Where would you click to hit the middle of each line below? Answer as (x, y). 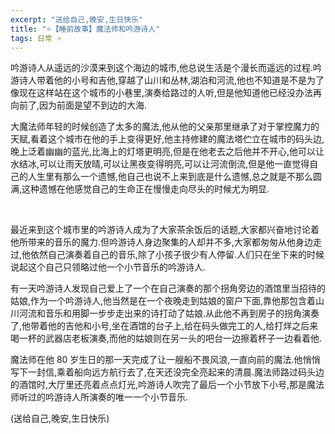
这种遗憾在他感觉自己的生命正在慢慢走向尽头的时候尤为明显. (145, 189)
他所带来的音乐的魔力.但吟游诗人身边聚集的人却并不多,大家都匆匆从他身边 (162, 242)
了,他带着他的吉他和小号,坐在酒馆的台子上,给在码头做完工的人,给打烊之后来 (164, 326)
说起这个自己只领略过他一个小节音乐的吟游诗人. (108, 267)
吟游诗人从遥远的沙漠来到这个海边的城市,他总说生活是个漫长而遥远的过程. (162, 68)
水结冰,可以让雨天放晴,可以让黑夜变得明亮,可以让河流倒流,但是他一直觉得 (160, 164)
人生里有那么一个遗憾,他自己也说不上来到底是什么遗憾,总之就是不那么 (170, 177)
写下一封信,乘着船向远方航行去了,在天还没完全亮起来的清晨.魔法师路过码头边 (167, 372)
